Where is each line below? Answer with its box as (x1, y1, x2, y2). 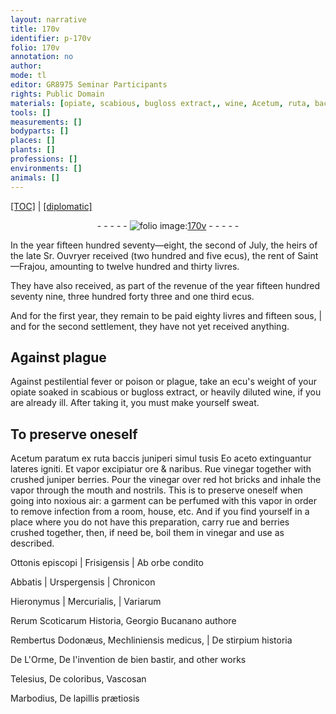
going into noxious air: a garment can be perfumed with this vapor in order (10, 495, 318, 507)
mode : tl (10, 71, 47, 81)
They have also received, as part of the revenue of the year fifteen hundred (10, 279, 321, 291)
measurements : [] (10, 117, 83, 127)
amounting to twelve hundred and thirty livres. (49, 260, 240, 272)
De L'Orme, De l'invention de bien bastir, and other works (10, 654, 247, 666)
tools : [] (10, 107, 52, 118)
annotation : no (10, 52, 74, 62)
